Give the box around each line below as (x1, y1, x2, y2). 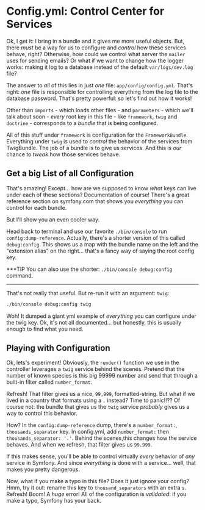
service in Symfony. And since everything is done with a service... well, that (6, 459, 196, 467)
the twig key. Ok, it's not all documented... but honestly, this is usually (6, 318, 182, 326)
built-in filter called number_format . (6, 378, 93, 386)
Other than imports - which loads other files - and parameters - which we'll (6, 106, 193, 113)
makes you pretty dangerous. (6, 465, 81, 473)
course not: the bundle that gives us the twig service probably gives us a (6, 403, 190, 411)
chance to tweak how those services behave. (6, 151, 121, 158)
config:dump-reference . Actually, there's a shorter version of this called (6, 234, 185, 242)
